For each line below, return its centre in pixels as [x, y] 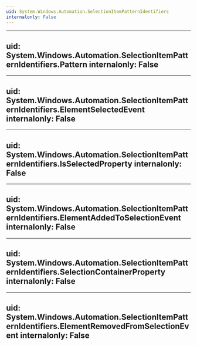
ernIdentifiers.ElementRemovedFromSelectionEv [98, 326]
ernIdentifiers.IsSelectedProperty [69, 164]
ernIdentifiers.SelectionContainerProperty [86, 272]
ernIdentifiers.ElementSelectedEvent [76, 109]
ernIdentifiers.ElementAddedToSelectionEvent [94, 218]
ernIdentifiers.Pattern [47, 64]
